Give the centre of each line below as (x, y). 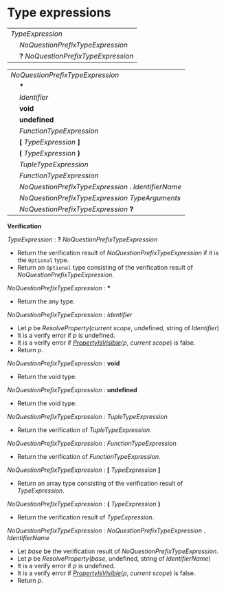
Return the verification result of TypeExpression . (86, 517)
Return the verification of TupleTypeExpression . (84, 430)
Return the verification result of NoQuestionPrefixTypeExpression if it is (118, 252)
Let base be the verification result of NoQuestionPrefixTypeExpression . (117, 551)
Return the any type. (46, 301)
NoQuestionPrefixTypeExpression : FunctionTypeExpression (92, 443)
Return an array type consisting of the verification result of (100, 483)
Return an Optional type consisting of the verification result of (105, 267)
